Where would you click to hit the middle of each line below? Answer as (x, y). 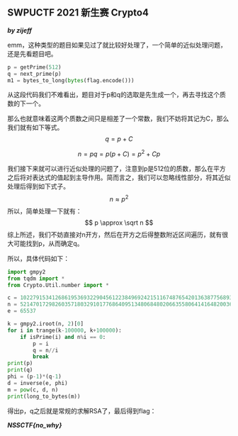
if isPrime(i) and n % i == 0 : (63, 337)
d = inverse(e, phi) (38, 383)
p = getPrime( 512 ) (34, 67)
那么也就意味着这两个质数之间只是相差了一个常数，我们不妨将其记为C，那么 (118, 118)
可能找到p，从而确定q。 (48, 243)
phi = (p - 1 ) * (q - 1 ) (34, 376)
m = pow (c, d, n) (33, 390)
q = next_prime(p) (34, 74)
